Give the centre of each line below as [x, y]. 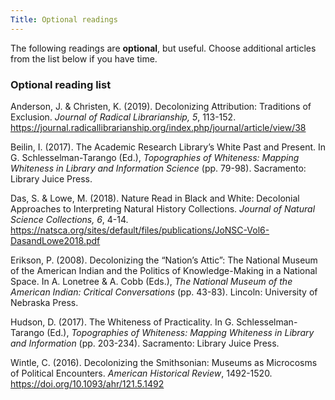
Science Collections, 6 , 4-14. [69, 219]
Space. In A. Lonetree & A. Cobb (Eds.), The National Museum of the [151, 281]
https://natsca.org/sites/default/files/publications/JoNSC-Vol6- [140, 230]
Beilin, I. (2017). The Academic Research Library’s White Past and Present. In [168, 147]
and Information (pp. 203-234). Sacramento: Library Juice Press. [145, 343]
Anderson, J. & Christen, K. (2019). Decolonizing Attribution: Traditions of [161, 106]
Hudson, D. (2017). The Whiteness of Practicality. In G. [122, 322]
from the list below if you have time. [84, 58]
